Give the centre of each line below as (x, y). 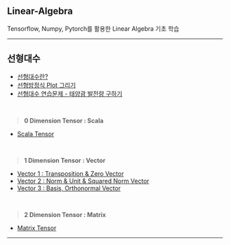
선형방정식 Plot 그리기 (47, 85)
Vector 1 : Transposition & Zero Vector (71, 173)
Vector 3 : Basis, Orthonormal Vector (69, 188)
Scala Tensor (36, 133)
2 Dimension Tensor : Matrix (65, 214)
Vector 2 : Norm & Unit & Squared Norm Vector (83, 181)
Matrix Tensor (37, 228)
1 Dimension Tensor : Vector (65, 160)
